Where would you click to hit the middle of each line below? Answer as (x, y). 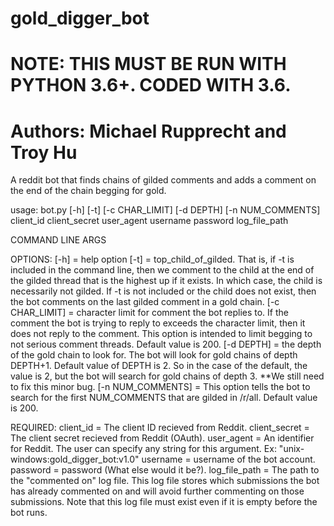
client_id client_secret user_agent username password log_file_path (149, 221)
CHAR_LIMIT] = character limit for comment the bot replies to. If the (149, 313)
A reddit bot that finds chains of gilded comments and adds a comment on (163, 180)
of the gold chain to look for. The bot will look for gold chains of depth (154, 355)
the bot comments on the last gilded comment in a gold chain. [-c (145, 302)
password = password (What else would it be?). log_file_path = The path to (165, 470)
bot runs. (29, 513)
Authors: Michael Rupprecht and (148, 131)
